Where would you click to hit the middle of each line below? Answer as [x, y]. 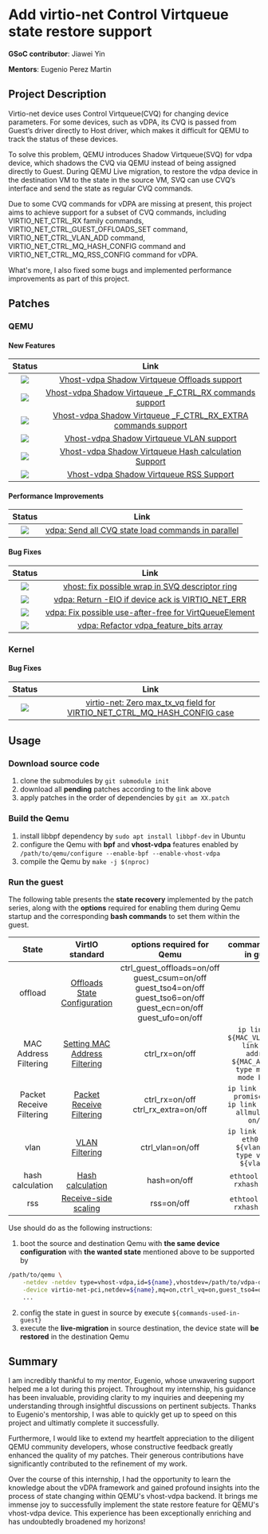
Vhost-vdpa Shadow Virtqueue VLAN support [150, 439]
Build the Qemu [39, 818]
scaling [87, 1209]
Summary [33, 1361]
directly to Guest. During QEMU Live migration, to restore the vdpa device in [133, 171]
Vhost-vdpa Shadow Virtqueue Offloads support [151, 380]
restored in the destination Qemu [75, 1336]
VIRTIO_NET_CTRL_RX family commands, [76, 220]
